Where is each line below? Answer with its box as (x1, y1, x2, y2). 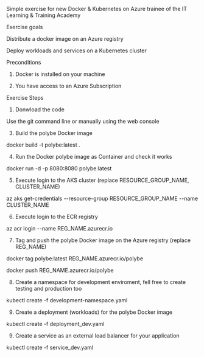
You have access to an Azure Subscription (15, 82, 122, 89)
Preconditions (6, 59, 41, 66)
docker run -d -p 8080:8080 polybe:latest (6, 165, 112, 172)
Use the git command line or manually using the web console (6, 118, 160, 125)
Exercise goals (6, 24, 43, 30)
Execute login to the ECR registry (15, 213, 99, 220)
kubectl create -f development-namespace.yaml (6, 297, 128, 303)
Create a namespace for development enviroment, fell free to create (15, 279, 186, 285)
